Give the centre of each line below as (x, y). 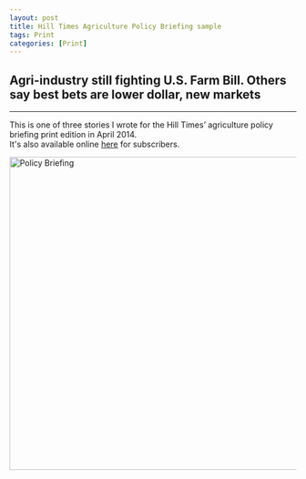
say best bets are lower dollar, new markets (135, 94)
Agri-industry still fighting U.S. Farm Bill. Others (148, 80)
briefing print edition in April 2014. (73, 135)
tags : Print (32, 35)
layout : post (34, 18)
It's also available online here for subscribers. (95, 144)
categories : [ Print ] (49, 43)
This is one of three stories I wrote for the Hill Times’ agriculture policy (141, 125)
